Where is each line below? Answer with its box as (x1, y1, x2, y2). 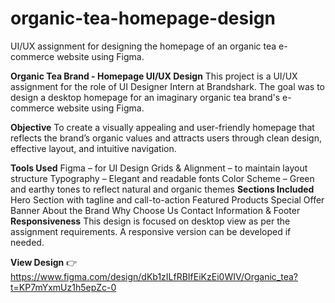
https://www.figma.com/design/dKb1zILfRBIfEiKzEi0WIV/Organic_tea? (10, 270, 298, 282)
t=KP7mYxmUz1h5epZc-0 (10, 281, 117, 293)
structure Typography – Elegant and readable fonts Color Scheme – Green (10, 172, 315, 184)
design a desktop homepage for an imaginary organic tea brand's (10, 91, 281, 103)
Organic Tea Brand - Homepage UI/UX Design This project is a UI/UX (10, 70, 298, 82)
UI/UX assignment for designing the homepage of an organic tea (10, 40, 277, 52)
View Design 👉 (10, 256, 78, 268)
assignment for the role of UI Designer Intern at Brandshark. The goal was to (10, 80, 325, 92)
